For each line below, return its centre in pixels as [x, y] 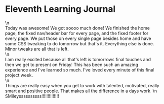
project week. [19, 75]
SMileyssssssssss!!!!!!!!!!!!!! [32, 96]
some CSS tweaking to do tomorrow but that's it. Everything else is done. [80, 43]
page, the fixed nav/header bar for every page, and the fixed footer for [77, 33]
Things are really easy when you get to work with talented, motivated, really [82, 85]
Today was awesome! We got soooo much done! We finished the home [77, 28]
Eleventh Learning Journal [60, 9]
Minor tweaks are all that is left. [37, 49]
